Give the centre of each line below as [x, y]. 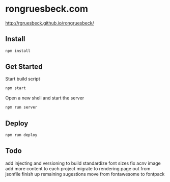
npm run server [21, 108]
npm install [18, 51]
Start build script [23, 79]
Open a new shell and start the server [45, 98]
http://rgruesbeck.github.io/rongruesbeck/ [50, 23]
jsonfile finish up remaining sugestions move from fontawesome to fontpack [85, 174]
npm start [16, 88]
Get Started [24, 67]
